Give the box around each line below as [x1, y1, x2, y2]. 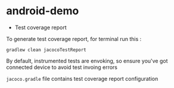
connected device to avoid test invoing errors [6, 64, 118, 71]
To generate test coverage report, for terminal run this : [6, 35, 142, 42]
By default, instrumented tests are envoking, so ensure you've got [6, 57, 168, 64]
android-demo [6, 4, 79, 18]
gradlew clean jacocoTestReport [6, 46, 86, 53]
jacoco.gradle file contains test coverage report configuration [6, 75, 159, 82]
